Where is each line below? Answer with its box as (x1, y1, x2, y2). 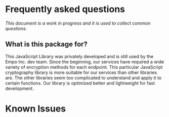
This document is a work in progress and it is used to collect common (5, 20, 151, 26)
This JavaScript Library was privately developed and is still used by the (5, 53, 154, 59)
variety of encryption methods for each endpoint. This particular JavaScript (5, 64, 163, 70)
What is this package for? (5, 40, 88, 49)
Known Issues (5, 103, 66, 114)
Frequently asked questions (5, 4, 125, 15)
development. (5, 85, 34, 91)
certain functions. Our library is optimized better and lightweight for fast (5, 80, 155, 86)
